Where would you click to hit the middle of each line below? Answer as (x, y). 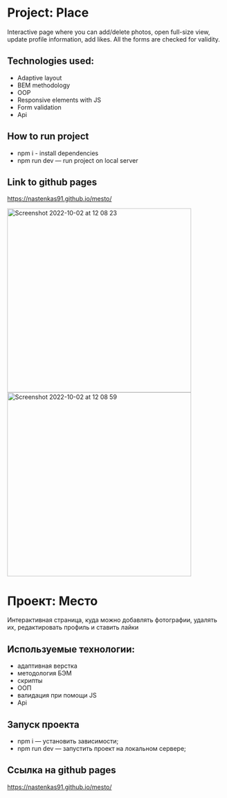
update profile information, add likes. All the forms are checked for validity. (113, 39)
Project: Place (48, 13)
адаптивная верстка (47, 666)
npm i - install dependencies (58, 153)
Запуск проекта (43, 724)
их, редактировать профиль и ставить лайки (73, 628)
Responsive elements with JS (59, 100)
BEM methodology (44, 85)
